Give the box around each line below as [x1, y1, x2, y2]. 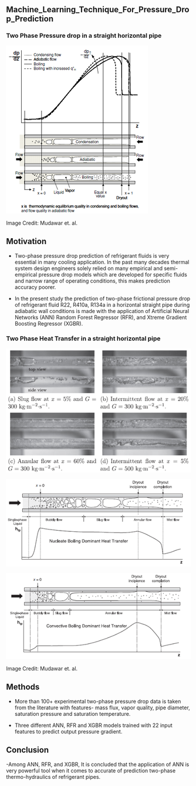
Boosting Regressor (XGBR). [14, 320, 83, 327]
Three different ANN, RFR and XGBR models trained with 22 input [14, 722, 173, 729]
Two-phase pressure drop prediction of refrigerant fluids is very [14, 252, 170, 259]
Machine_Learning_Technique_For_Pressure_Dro [6, 5, 190, 15]
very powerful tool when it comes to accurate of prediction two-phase [6, 767, 176, 774]
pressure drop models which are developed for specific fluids [38, 271, 188, 278]
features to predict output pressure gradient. [14, 728, 123, 735]
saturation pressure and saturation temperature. [14, 710, 131, 717]
